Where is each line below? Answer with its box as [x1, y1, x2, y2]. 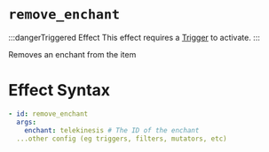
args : [16, 118, 37, 126]
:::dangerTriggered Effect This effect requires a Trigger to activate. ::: [8, 32, 261, 42]
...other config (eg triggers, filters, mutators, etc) [16, 134, 227, 143]
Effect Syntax [8, 80, 111, 101]
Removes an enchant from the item [8, 49, 137, 59]
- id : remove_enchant [8, 109, 89, 118]
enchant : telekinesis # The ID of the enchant [24, 125, 200, 134]
